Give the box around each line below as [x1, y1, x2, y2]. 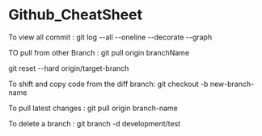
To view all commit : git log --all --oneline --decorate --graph [8, 32, 213, 42]
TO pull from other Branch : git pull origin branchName [8, 47, 190, 57]
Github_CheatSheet [8, 6, 143, 24]
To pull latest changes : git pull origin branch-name [8, 103, 178, 113]
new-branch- [209, 79, 255, 89]
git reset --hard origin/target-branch [8, 63, 129, 73]
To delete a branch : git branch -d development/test [8, 118, 181, 128]
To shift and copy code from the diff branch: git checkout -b [8, 79, 209, 89]
